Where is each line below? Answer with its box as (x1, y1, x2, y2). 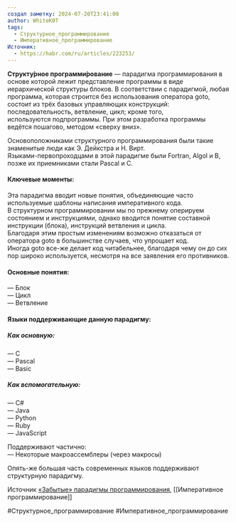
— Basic (7, 364, 32, 373)
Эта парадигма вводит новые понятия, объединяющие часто (7, 191, 194, 200)
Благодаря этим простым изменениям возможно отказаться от (7, 229, 202, 238)
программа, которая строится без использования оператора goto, (7, 92, 210, 100)
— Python (7, 413, 37, 422)
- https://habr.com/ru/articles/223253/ (14, 50, 135, 58)
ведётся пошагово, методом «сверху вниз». (7, 122, 142, 131)
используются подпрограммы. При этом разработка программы (7, 114, 206, 123)
